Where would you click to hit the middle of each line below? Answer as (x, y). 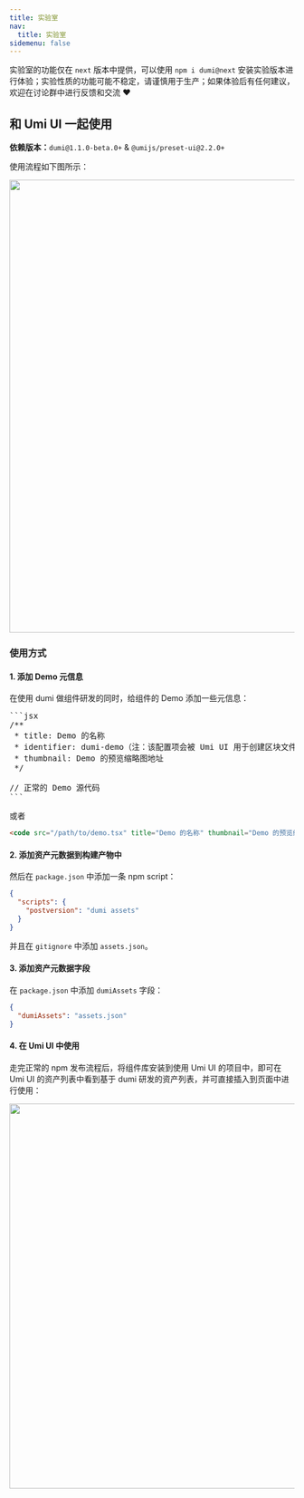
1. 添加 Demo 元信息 (47, 677)
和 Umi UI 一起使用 (61, 124)
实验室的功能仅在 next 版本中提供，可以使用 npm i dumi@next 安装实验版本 (147, 70)
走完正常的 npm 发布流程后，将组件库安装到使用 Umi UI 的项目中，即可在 (146, 1067)
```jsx (24, 716)
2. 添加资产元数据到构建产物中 (66, 855)
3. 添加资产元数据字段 (50, 968)
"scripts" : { (42, 902)
